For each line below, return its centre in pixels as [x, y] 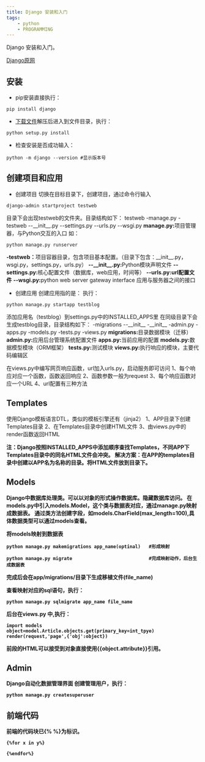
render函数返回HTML [33, 434]
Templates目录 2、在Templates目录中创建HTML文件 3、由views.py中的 [96, 426]
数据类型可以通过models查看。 [51, 521]
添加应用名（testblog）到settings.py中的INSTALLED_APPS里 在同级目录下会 [102, 317]
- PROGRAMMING [35, 29]
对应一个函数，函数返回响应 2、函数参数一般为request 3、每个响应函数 [101, 375]
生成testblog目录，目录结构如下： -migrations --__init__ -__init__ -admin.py [100, 324]
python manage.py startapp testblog [53, 304]
